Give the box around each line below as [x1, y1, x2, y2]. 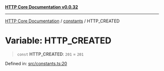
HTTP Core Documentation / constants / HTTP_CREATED [5, 18, 120, 24]
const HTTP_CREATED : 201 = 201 [17, 51, 84, 57]
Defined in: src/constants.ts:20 [5, 60, 67, 66]
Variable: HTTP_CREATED [5, 35, 111, 46]
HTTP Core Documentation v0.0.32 [5, 4, 78, 10]
